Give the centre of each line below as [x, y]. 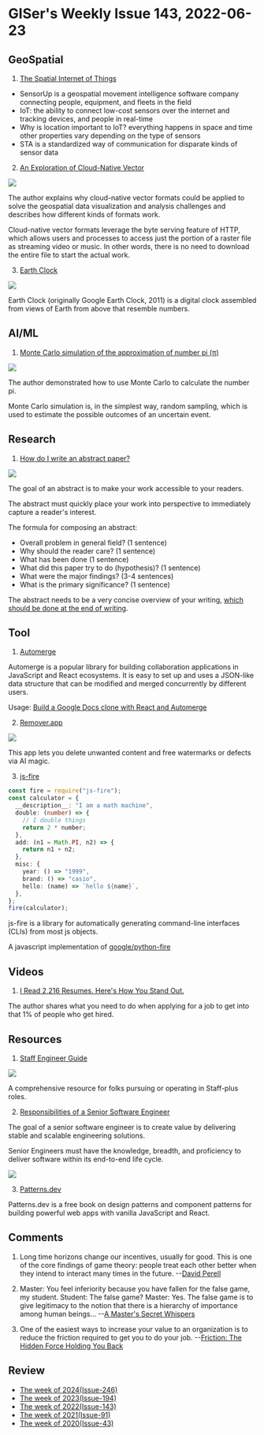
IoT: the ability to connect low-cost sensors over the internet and [125, 110]
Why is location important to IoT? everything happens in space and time [136, 127]
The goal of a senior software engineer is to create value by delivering [122, 1127]
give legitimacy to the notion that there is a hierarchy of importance [128, 1305]
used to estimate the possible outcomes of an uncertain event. [110, 414]
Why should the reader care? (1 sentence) [87, 551]
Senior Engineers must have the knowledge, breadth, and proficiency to [125, 1150]
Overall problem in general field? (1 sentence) [93, 542]
